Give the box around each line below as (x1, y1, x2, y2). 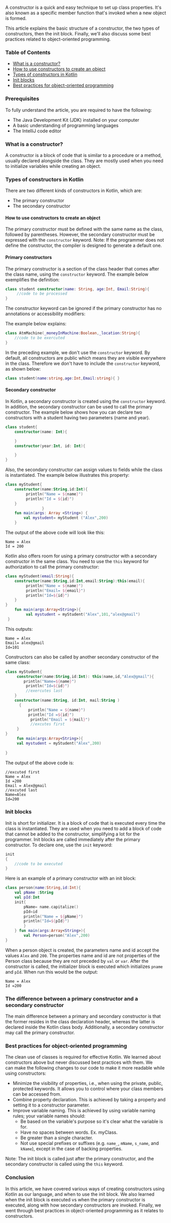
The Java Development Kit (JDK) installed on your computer (12, 117, 139, 123)
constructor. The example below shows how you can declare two (5, 409, 142, 415)
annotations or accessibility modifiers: (5, 310, 86, 317)
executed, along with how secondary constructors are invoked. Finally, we (5, 1202, 161, 1208)
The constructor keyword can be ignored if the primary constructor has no (5, 305, 162, 312)
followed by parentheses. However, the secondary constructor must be (5, 231, 155, 238)
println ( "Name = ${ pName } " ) (23, 914, 83, 919)
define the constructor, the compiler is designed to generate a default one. (5, 242, 162, 248)
